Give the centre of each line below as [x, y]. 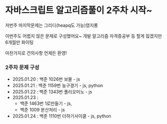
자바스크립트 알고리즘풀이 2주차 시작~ [79, 10]
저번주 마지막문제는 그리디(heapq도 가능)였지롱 [52, 25]
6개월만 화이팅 [19, 42]
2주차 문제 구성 [22, 67]
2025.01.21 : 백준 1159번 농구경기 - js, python [58, 86]
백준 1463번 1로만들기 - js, [46, 103]
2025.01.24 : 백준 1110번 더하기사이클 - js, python [62, 116]
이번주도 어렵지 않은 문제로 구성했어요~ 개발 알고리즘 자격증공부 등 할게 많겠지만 [83, 36]
